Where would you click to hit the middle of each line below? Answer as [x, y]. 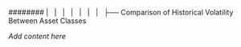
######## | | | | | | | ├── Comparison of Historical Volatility [121, 12]
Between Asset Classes [47, 21]
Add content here [37, 36]
